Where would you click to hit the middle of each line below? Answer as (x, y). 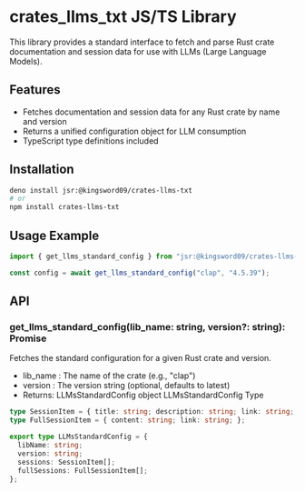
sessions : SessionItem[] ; (67, 462)
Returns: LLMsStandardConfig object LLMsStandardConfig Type (143, 395)
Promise (28, 338)
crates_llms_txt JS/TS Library (123, 17)
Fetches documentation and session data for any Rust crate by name (151, 112)
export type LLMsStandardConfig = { (79, 437)
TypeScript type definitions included (90, 141)
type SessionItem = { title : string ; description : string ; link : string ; (152, 412)
